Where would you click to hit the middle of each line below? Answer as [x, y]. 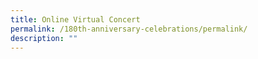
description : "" [44, 38]
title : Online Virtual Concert [75, 19]
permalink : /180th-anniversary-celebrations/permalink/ [129, 29]
